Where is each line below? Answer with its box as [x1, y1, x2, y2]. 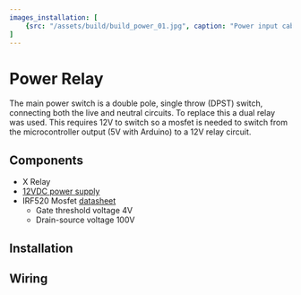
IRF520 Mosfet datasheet [21, 195, 116, 206]
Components [9, 152, 83, 168]
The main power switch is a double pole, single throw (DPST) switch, [9, 98, 263, 108]
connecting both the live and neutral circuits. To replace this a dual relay [9, 108, 276, 118]
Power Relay [9, 68, 104, 89]
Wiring [9, 271, 48, 286]
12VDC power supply [21, 186, 100, 197]
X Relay [21, 177, 51, 187]
